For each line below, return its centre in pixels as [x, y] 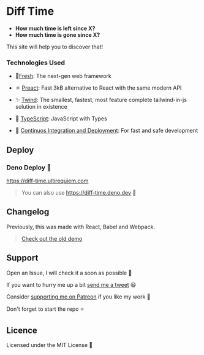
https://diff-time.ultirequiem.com [47, 181]
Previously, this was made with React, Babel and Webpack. [81, 227]
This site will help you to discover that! [55, 47]
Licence [22, 330]
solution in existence [41, 107]
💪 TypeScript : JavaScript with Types [61, 119]
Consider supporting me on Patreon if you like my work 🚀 [78, 297]
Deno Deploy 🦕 [29, 167]
